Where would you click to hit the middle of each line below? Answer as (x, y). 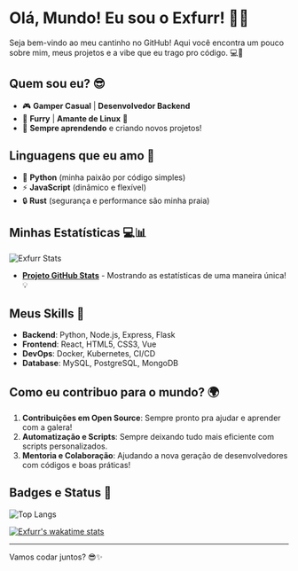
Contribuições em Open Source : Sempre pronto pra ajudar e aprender (151, 418)
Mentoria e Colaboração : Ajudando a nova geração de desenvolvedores (155, 455)
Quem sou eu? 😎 (57, 84)
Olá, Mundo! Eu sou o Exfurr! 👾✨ (129, 18)
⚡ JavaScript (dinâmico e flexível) (84, 187)
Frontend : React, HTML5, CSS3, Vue (89, 344)
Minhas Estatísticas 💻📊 (78, 233)
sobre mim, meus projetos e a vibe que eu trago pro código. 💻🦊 (126, 52)
